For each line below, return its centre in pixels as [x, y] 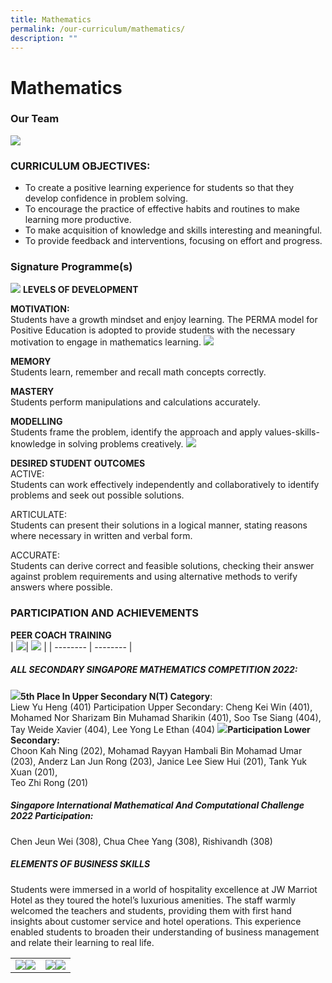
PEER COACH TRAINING [61, 635]
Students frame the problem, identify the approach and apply [136, 432]
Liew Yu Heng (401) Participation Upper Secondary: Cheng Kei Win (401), [161, 707]
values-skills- [292, 432]
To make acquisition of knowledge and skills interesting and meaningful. [173, 230]
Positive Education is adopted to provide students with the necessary [153, 330]
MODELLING [36, 422]
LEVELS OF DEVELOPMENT [80, 290]
